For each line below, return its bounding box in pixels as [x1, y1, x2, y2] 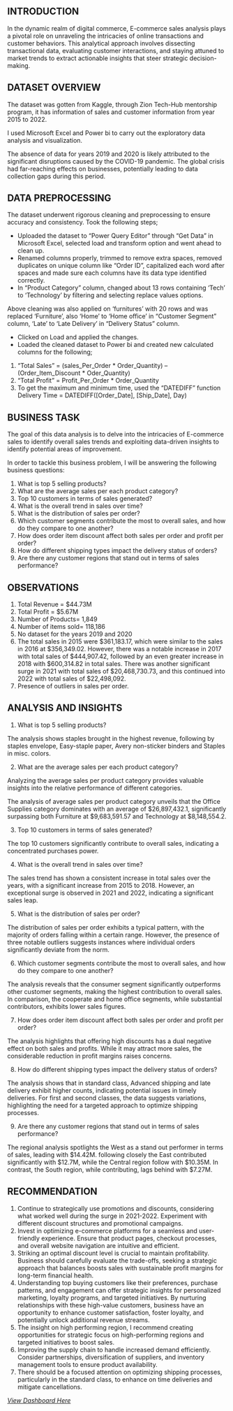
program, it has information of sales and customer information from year [7, 108, 215, 116]
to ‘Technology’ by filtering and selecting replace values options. [17, 291, 204, 299]
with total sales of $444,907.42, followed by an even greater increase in [17, 652, 224, 660]
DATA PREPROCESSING [7, 192, 112, 204]
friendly [17, 1234, 40, 1242]
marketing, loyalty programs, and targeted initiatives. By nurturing [17, 1293, 207, 1302]
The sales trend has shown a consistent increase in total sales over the [7, 874, 211, 882]
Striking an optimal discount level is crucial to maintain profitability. [17, 1249, 210, 1257]
